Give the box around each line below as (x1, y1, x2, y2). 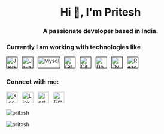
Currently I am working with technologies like (6, 43, 141, 52)
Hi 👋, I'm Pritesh (60, 5, 141, 19)
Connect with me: (6, 78, 59, 86)
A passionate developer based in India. (42, 27, 159, 35)
